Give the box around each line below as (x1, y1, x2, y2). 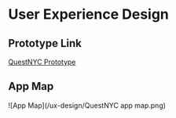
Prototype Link (8, 37, 82, 50)
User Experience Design (8, 5, 169, 23)
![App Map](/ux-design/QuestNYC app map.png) (8, 100, 167, 110)
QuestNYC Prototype (8, 57, 76, 66)
